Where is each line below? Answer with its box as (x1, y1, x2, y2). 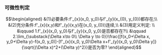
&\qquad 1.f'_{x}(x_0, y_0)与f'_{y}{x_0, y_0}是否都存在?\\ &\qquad (17, 28, 146, 34)
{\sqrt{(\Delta (21, 44, 49, 50)
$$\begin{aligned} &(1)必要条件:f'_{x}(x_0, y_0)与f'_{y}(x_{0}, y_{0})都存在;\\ (5, 16, 158, 22)
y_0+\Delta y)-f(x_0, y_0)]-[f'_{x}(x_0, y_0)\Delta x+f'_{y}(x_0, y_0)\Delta (6, 39, 150, 44)
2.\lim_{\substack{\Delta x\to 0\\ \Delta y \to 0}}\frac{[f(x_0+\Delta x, (12, 34, 151, 40)
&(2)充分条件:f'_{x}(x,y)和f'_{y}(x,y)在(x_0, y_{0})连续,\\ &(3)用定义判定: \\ (8, 22, 155, 28)
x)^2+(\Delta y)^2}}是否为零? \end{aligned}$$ (49, 44, 142, 50)
